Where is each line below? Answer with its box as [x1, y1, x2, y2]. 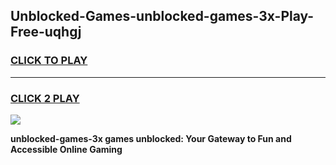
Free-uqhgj [10, 24, 82, 41]
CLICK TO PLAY [10, 54, 88, 68]
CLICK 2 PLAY [10, 91, 80, 105]
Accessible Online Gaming [10, 143, 123, 155]
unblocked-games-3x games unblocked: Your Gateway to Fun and [10, 132, 292, 144]
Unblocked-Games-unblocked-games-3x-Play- [10, 8, 315, 25]
